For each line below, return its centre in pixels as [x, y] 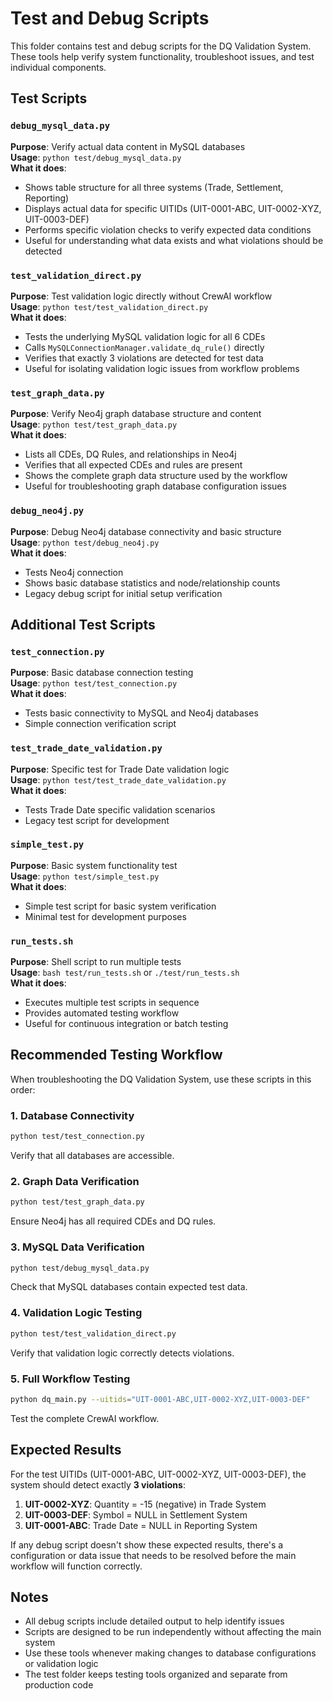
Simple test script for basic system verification [120, 906]
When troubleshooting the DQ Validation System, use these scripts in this [161, 1079]
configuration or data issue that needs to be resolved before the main [153, 1555]
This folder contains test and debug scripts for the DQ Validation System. [161, 46]
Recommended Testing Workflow [116, 1055]
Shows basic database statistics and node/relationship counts [152, 583]
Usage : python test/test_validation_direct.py [109, 306]
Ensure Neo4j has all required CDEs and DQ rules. [113, 1221]
